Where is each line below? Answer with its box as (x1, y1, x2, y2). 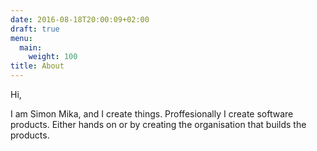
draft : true (10, 24, 60, 34)
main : (19, 42, 43, 53)
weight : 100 (28, 52, 78, 62)
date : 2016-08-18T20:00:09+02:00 (10, 14, 150, 25)
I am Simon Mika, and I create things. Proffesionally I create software (10, 108, 294, 120)
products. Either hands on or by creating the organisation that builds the (10, 119, 307, 130)
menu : (10, 33, 33, 43)
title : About (10, 61, 65, 71)
